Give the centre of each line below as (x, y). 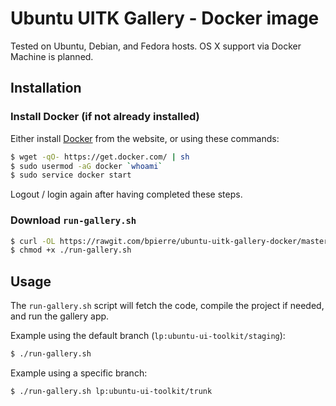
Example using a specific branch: (79, 373)
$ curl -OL (33, 241)
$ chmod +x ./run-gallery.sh (71, 250)
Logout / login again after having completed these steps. (126, 194)
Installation (46, 88)
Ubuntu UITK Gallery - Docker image (165, 18)
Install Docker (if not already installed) (105, 117)
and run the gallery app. (60, 316)
